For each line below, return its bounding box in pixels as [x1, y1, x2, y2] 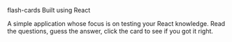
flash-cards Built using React [7, 6, 91, 14]
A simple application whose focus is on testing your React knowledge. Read [7, 20, 226, 27]
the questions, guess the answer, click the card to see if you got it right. [7, 27, 214, 35]
